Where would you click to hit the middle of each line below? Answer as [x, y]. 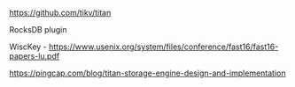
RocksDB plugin [38, 29]
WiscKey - [28, 47]
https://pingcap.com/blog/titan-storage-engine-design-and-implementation [147, 73]
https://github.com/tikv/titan [60, 13]
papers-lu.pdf [35, 56]
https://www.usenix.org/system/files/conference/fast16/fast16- [163, 47]
